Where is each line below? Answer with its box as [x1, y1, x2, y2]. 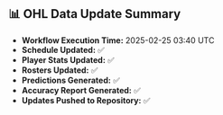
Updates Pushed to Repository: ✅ [21, 94, 151, 105]
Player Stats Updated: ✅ [21, 54, 115, 65]
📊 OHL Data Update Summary [8, 6, 181, 22]
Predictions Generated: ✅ [21, 75, 120, 85]
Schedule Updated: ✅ [21, 44, 105, 55]
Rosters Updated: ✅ [21, 65, 98, 75]
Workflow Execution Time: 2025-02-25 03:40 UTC [21, 34, 215, 46]
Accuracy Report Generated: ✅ [21, 84, 141, 95]
